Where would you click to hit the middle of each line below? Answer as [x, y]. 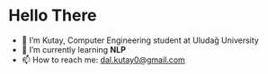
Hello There [53, 16]
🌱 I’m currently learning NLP [74, 49]
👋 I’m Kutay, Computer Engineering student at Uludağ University [140, 40]
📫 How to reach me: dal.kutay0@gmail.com [103, 60]
